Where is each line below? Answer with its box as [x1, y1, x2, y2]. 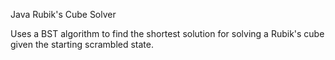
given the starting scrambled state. [10, 39, 155, 50]
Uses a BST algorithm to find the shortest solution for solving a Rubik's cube [10, 28, 325, 39]
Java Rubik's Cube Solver [10, 9, 117, 20]
